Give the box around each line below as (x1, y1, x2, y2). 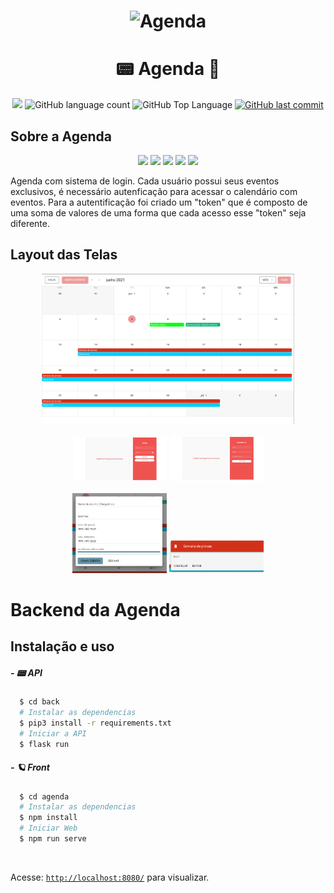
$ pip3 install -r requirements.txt (19, 718, 172, 728)
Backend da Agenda (10, 598, 181, 621)
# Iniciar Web (19, 823, 78, 834)
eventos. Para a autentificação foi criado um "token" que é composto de (10, 196, 308, 208)
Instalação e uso (10, 638, 115, 655)
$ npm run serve (19, 834, 87, 844)
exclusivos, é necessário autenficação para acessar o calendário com (10, 185, 298, 197)
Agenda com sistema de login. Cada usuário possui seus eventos (10, 175, 280, 187)
